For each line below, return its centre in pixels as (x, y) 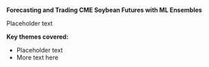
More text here (37, 57)
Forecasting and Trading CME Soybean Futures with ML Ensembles (104, 10)
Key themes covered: (38, 37)
